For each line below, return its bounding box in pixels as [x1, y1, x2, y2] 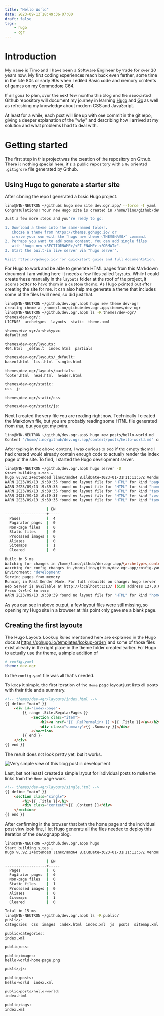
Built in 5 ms [5, 556, 34, 561]
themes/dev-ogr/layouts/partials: [5, 368, 76, 374]
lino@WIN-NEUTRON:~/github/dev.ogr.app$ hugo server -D [5, 466, 121, 471]
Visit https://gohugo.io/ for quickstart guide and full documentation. [5, 257, 156, 262]
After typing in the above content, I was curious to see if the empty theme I [5, 446, 156, 452]
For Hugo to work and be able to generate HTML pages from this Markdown [5, 265, 158, 272]
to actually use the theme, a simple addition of [5, 650, 98, 656]
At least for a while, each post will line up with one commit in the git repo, [5, 112, 152, 118]
